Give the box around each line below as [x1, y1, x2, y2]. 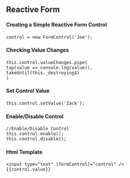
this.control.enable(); [6, 131, 64, 137]
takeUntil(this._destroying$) [6, 70, 80, 76]
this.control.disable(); [6, 136, 67, 142]
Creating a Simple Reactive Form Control [6, 21, 107, 28]
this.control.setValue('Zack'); [6, 100, 85, 106]
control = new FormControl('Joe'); [6, 34, 93, 40]
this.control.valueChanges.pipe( [6, 59, 88, 65]
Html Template [6, 148, 43, 155]
